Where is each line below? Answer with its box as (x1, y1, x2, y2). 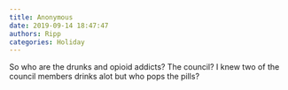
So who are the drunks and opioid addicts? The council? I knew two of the (9, 62, 280, 72)
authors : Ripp (9, 29, 62, 38)
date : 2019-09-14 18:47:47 (9, 21, 109, 30)
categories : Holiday (9, 37, 86, 47)
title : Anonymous (9, 12, 74, 22)
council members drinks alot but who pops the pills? (9, 71, 200, 82)
